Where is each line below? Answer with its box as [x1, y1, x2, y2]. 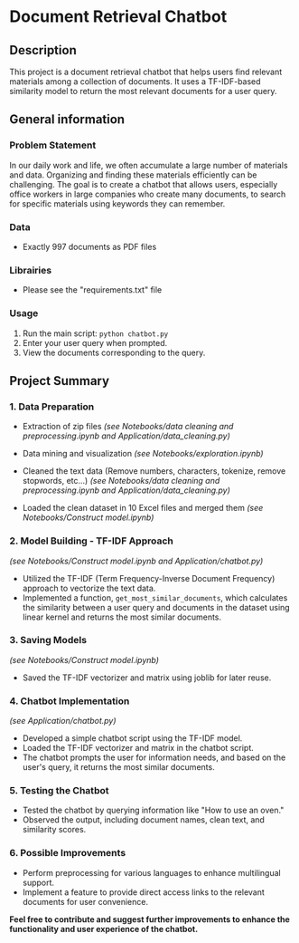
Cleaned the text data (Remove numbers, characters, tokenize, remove [22, 466, 286, 476]
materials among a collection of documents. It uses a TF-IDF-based [9, 76, 261, 87]
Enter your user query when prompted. [22, 337, 168, 348]
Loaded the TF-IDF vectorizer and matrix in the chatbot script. [22, 743, 255, 754]
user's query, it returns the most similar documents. [22, 762, 215, 773]
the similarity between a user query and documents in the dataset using [22, 601, 291, 612]
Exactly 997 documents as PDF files [22, 241, 157, 252]
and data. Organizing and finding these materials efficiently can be [9, 169, 257, 180]
